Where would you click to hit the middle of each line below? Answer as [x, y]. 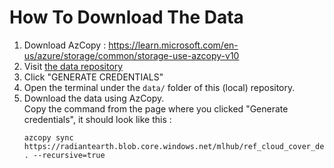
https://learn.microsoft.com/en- [173, 45]
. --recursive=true [64, 155]
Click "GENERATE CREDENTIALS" [93, 77]
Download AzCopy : [65, 45]
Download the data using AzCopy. [94, 98]
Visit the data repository [73, 66]
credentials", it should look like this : [97, 119]
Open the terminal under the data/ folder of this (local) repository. [159, 87]
